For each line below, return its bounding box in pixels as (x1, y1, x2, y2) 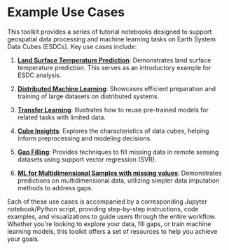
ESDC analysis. (17, 71, 62, 79)
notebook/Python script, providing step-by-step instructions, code (7, 204, 199, 213)
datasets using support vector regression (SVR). (17, 155, 157, 164)
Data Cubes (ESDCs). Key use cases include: (7, 42, 137, 51)
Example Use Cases (7, 4, 125, 20)
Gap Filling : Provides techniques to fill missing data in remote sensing (17, 147, 219, 156)
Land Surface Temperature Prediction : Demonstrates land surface (17, 55, 211, 64)
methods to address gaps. (17, 183, 93, 192)
